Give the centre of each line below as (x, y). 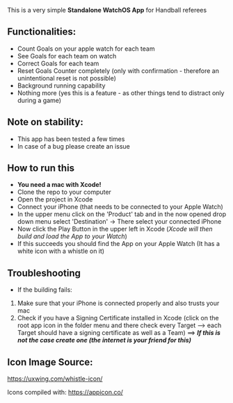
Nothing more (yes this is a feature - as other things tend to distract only (121, 92)
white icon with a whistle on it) (61, 251)
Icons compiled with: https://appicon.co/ (65, 393)
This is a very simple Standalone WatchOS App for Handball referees (107, 10)
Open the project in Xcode (55, 199)
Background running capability (61, 85)
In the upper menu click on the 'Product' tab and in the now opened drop (122, 214)
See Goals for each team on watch (67, 56)
